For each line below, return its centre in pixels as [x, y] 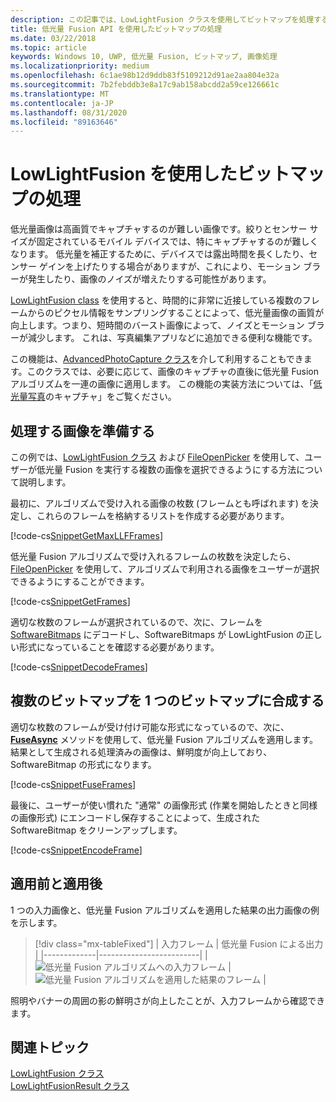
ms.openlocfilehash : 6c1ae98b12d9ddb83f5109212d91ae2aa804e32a [145, 76]
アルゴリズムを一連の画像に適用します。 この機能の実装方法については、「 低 [166, 384]
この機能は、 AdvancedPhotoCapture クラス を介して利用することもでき [157, 359]
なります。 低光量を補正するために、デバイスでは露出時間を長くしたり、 [160, 254]
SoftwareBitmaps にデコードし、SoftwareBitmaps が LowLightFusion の [157, 634]
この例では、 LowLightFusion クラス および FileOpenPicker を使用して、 [157, 457]
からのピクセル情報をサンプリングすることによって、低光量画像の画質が [176, 313]
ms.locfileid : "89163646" [64, 122]
